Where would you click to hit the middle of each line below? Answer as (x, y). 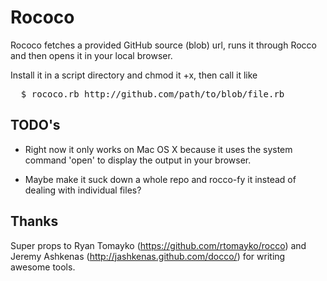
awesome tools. (43, 267)
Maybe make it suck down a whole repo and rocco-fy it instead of (160, 179)
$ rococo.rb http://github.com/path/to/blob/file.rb (152, 94)
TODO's (35, 125)
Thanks (34, 221)
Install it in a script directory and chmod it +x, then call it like (134, 75)
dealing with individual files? (83, 190)
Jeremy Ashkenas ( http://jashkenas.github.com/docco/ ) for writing (148, 256)
